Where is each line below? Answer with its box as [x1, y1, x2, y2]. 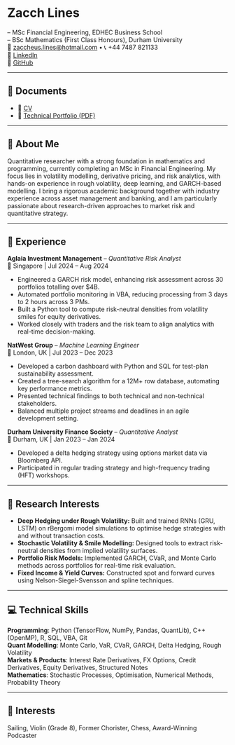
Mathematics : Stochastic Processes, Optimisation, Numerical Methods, [7, 671, 214, 679]
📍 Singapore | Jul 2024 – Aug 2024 [7, 261, 109, 271]
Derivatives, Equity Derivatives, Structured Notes [7, 664, 148, 671]
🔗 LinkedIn [7, 50, 38, 59]
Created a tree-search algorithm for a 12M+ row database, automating [17, 377, 220, 385]
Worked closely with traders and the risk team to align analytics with [17, 320, 215, 329]
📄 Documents [7, 86, 68, 97]
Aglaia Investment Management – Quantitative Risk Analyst [7, 254, 182, 263]
